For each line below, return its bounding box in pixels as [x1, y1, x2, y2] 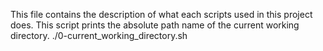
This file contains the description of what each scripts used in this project [10, 9, 313, 20]
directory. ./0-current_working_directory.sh [10, 30, 188, 41]
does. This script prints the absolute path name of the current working [10, 19, 300, 31]
